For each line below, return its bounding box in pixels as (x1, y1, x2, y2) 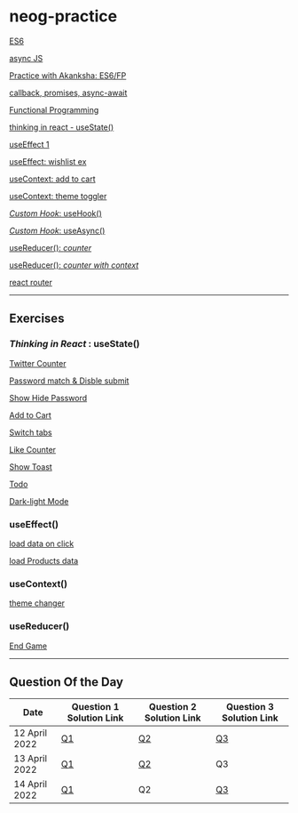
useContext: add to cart (9, 173, 96, 184)
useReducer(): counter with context (9, 260, 139, 270)
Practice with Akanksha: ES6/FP (9, 69, 127, 81)
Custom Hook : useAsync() (9, 225, 106, 236)
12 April (13, 727, 47, 739)
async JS (9, 52, 43, 63)
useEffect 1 (9, 139, 51, 149)
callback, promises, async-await (9, 87, 128, 98)
